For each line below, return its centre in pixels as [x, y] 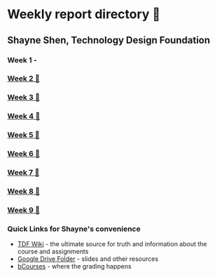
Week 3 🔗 [24, 97]
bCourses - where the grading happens [74, 267]
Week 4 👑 [24, 116]
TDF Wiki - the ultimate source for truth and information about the [112, 244]
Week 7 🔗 [23, 173]
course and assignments [53, 252]
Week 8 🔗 [24, 191]
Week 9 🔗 [24, 210]
